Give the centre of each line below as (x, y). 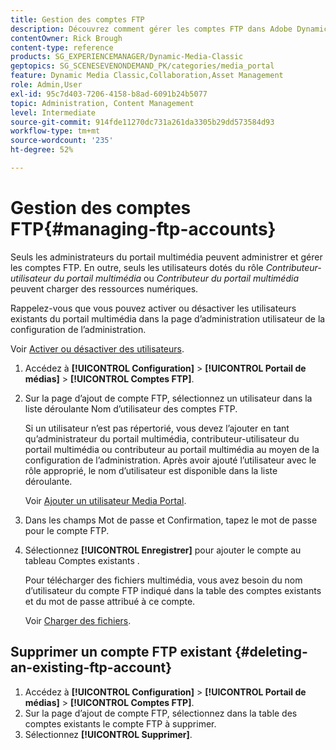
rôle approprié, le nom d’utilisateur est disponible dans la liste (151, 470)
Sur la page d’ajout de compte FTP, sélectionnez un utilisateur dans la (168, 398)
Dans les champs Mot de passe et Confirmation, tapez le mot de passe (171, 520)
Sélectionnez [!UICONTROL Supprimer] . (108, 734)
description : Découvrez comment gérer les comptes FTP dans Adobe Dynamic (169, 29)
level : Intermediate (53, 112)
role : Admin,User (46, 85)
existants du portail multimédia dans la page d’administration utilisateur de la (168, 318)
